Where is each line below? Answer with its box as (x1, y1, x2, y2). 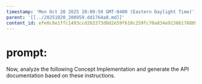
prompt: (6, 46, 47, 59)
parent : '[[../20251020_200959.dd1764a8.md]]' (6, 14, 125, 20)
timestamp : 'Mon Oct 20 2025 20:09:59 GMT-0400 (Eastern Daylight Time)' (6, 8, 195, 15)
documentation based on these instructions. (6, 72, 116, 79)
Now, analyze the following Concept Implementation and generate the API (6, 65, 189, 73)
